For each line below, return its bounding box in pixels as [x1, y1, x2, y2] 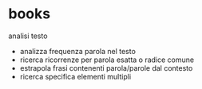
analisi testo [8, 31, 48, 41]
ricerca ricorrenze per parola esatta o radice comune [19, 55, 194, 64]
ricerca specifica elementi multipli [19, 72, 132, 81]
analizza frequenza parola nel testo [19, 46, 136, 56]
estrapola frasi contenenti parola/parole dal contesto [19, 63, 193, 72]
